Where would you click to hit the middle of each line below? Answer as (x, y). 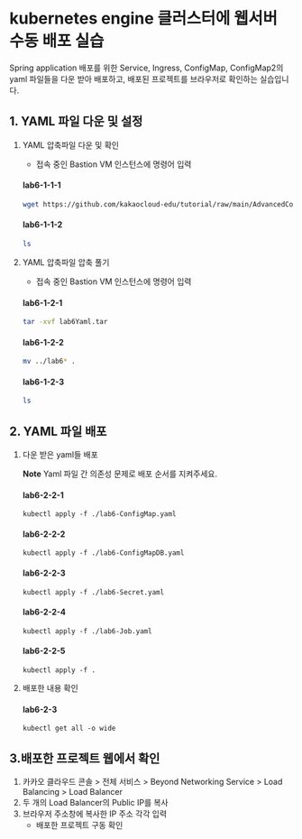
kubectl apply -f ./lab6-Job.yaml (87, 631)
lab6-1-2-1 (42, 302)
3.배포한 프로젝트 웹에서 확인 (85, 758)
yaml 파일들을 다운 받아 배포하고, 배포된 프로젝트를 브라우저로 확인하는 (134, 78)
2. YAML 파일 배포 (58, 431)
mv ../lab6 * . (49, 362)
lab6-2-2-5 (44, 651)
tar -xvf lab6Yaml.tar (65, 322)
